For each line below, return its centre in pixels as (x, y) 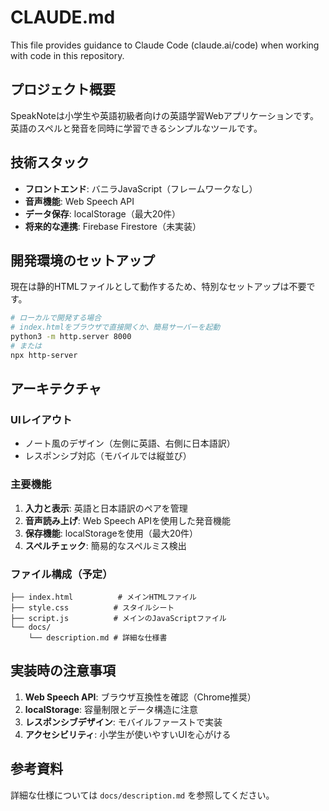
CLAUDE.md (63, 17)
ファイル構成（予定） (61, 574)
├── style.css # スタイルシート (92, 608)
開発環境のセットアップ (82, 260)
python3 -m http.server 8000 (71, 337)
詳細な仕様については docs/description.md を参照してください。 (142, 795)
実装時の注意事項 (63, 671)
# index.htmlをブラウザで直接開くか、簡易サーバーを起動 (115, 327)
